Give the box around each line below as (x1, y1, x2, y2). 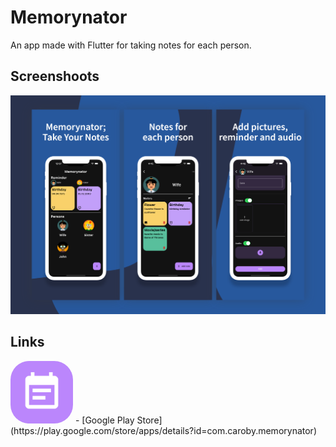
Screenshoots (10, 68, 100, 85)
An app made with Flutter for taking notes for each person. (10, 39, 252, 51)
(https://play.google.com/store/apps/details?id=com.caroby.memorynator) (10, 424, 317, 436)
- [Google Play (74, 414, 135, 426)
